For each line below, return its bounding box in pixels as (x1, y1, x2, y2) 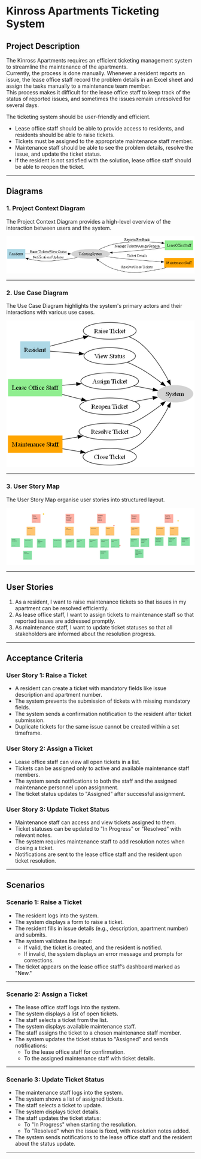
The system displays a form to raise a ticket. (14, 918, 124, 925)
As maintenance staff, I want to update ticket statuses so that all (14, 623, 173, 631)
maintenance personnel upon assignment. (14, 783, 119, 791)
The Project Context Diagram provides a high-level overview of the (6, 218, 171, 225)
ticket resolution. (14, 857, 57, 864)
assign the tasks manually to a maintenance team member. (6, 82, 151, 90)
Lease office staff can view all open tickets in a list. (14, 758, 141, 765)
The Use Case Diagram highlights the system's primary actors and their (6, 302, 182, 310)
